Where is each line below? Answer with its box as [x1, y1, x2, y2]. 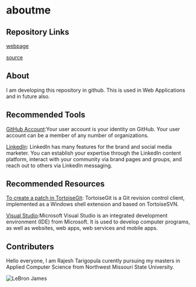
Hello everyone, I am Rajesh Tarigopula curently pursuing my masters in [6, 257, 181, 265]
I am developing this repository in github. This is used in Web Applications [6, 86, 185, 94]
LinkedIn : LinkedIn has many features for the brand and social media [6, 143, 172, 150]
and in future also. [6, 92, 50, 100]
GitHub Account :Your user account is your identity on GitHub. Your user [6, 125, 181, 132]
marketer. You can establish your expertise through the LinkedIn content [6, 149, 181, 156]
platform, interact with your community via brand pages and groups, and [6, 155, 182, 162]
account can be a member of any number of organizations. [6, 132, 149, 139]
